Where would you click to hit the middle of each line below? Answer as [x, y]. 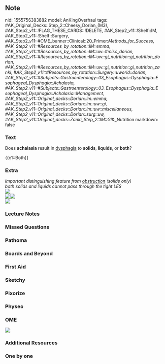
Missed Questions [27, 227]
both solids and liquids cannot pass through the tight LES [63, 186]
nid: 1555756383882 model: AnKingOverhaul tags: [56, 20]
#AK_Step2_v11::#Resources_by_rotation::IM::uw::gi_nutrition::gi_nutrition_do [82, 57]
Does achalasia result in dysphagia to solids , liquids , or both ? [68, 148]
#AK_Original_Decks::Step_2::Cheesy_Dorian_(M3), [57, 25]
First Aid [16, 267]
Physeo [14, 306]
